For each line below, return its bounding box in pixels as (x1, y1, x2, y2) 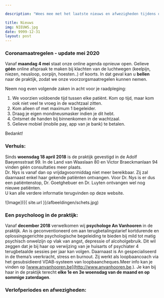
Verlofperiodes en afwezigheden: (5, 286, 87, 293)
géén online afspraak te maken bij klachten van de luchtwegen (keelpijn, (5, 66, 151, 72)
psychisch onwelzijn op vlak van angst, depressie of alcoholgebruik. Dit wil (5, 238, 156, 244)
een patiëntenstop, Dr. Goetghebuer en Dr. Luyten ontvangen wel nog (5, 180, 145, 186)
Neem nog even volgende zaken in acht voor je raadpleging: (5, 86, 126, 92)
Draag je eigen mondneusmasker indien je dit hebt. (12, 111, 115, 117)
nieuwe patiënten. (5, 185, 41, 190)
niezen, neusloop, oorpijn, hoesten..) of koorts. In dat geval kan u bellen (5, 71, 150, 77)
